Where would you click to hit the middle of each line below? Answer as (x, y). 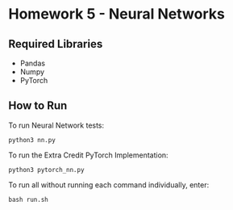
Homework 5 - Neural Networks (117, 14)
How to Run (38, 106)
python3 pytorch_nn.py (46, 170)
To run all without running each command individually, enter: (109, 185)
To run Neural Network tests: (56, 125)
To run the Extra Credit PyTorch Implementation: (88, 155)
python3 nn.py (32, 140)
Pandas (33, 63)
